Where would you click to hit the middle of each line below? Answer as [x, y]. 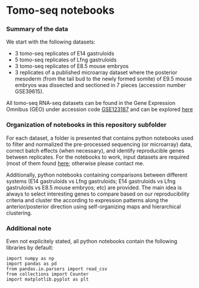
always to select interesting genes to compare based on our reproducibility [98, 194]
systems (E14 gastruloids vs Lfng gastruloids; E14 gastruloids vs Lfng [91, 181]
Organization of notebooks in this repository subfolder [86, 125]
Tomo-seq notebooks [60, 10]
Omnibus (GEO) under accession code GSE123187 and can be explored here [99, 109]
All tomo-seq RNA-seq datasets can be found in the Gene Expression [91, 103]
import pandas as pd [32, 264]
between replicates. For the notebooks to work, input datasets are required [98, 157]
